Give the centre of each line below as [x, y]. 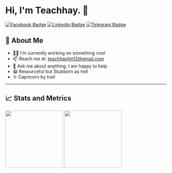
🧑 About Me [24, 41]
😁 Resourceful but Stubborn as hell [50, 71]
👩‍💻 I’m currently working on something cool [59, 53]
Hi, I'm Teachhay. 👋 [47, 10]
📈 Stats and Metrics [38, 98]
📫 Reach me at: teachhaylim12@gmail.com [58, 59]
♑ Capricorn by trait [34, 77]
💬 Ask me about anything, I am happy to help [60, 66]
